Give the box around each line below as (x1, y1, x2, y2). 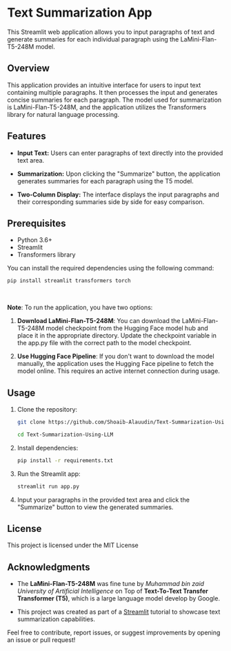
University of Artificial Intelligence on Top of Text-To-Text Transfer (17, 587, 209, 596)
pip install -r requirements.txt (17, 457, 114, 464)
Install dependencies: (17, 443, 79, 452)
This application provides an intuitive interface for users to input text (7, 81, 201, 89)
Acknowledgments (7, 561, 91, 573)
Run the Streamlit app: (17, 469, 81, 478)
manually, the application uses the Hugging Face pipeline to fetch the (17, 360, 214, 368)
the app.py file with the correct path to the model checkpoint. (17, 339, 192, 347)
